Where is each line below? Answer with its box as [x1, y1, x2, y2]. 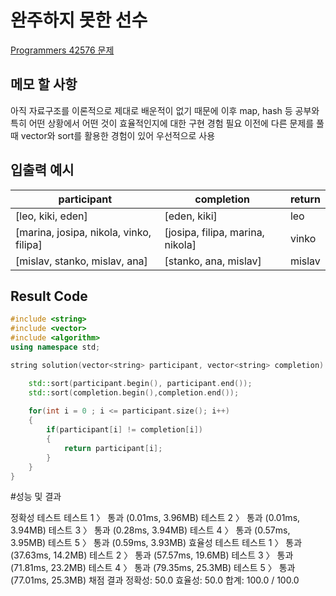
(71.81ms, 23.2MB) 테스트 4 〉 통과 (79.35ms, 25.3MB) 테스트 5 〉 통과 [10, 562, 296, 574]
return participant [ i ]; [63, 443, 163, 453]
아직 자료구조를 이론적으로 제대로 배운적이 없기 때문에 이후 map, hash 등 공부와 [10, 104, 320, 116]
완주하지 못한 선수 [10, 9, 148, 32]
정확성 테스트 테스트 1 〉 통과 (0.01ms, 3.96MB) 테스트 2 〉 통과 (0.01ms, [10, 512, 301, 524]
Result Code [10, 287, 88, 305]
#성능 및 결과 [10, 491, 62, 503]
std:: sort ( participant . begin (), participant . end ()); [28, 378, 253, 388]
